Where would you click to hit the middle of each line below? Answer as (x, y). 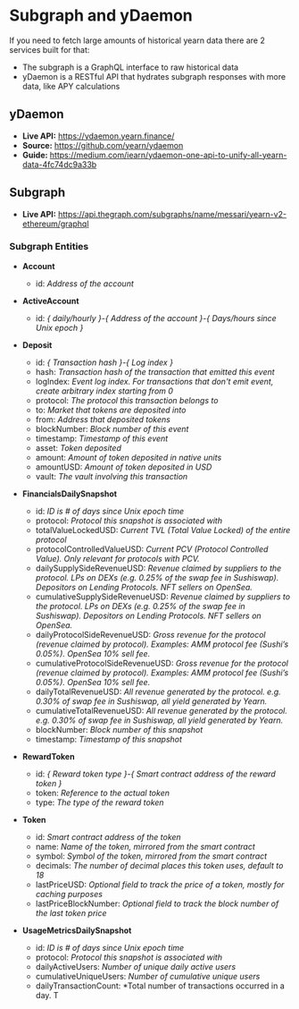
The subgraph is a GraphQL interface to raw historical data (130, 67)
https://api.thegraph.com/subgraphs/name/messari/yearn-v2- (172, 214)
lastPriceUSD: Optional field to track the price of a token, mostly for (160, 884)
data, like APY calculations (71, 86)
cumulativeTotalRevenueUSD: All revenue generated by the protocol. (161, 710)
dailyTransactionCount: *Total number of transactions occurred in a (160, 986)
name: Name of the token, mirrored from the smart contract (145, 846)
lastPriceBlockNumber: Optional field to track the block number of (157, 903)
